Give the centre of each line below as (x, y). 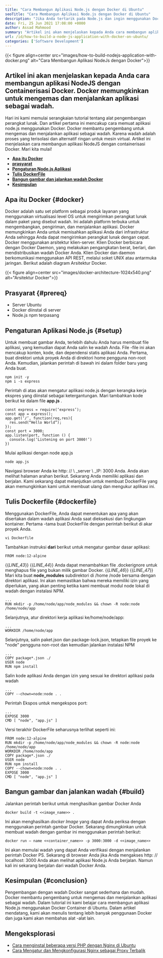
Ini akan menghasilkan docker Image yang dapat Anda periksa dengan (75, 821)
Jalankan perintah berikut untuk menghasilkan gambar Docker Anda (73, 803)
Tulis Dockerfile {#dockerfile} (51, 502)
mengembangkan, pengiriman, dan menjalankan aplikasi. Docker (70, 227)
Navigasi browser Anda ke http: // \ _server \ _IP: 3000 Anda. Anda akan (77, 471)
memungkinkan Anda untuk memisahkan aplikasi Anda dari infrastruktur (77, 232)
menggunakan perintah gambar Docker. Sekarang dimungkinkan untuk (76, 826)
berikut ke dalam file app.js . (33, 401)
